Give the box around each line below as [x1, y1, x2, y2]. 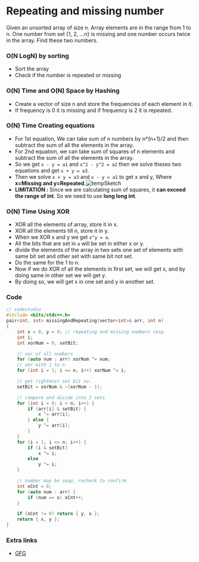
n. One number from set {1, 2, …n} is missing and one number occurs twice [6, 30, 191, 37]
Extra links [6, 536, 38, 544]
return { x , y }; [17, 517, 60, 522]
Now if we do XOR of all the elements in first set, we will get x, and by [14, 265, 186, 273]
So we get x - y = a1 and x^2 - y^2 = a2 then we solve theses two [14, 160, 182, 168]
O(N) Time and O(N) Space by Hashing [6, 87, 120, 95]
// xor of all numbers [17, 351, 73, 357]
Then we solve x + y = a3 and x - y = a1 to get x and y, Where [14, 173, 172, 180]
